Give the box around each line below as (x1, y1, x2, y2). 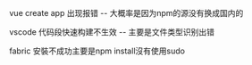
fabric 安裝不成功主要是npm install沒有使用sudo (9, 45, 186, 56)
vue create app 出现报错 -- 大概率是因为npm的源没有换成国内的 (9, 8, 244, 18)
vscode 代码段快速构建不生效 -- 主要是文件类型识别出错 (9, 27, 215, 37)
